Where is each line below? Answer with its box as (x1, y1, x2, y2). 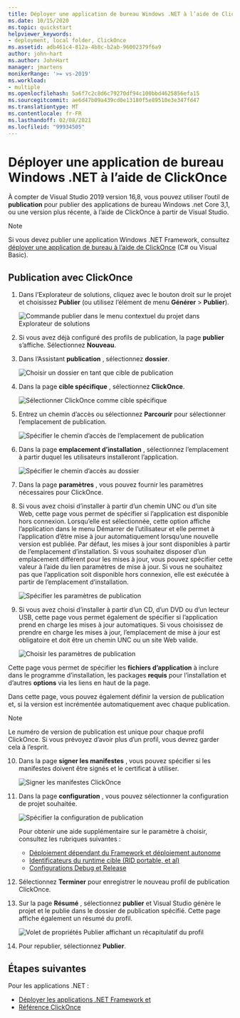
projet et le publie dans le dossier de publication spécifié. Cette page (18, 907, 221, 915)
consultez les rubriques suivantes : (18, 835, 121, 843)
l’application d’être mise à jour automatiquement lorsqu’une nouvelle (18, 533, 219, 541)
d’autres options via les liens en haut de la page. (8, 679, 151, 687)
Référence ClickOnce (18, 1003, 81, 1012)
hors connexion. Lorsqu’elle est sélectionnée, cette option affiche (18, 517, 211, 525)
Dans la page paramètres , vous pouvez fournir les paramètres (18, 480, 204, 489)
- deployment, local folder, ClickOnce (8, 37, 127, 44)
